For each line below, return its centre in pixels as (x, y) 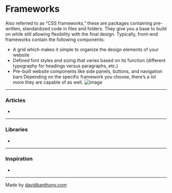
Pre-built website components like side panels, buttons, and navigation (88, 71)
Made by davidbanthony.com (36, 185)
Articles (15, 100)
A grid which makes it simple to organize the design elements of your (86, 49)
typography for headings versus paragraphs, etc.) (66, 66)
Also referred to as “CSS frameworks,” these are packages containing (79, 23)
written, (13, 28)
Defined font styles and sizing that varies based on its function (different (89, 60)
